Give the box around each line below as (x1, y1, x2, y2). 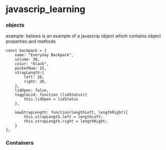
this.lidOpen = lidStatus (24, 97, 79, 102)
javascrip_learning (6, 4, 85, 15)
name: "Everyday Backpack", (15, 53, 74, 58)
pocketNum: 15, (15, 66, 47, 71)
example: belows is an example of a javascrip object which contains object (6, 33, 161, 39)
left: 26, (24, 75, 44, 80)
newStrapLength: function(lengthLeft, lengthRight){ (15, 110, 128, 115)
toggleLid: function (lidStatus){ (15, 92, 87, 97)
